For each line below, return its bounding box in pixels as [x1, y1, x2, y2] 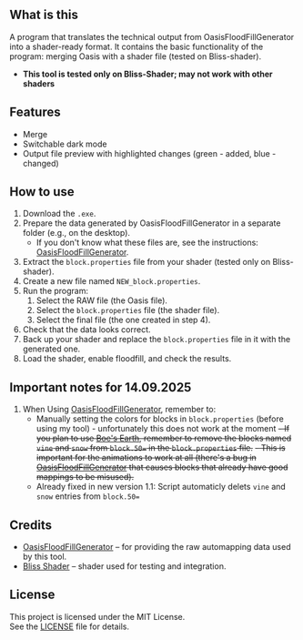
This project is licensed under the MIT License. [9, 611, 186, 622]
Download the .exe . [22, 208, 96, 219]
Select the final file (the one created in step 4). [35, 314, 211, 326]
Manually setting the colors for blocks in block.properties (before [35, 413, 284, 424]
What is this [9, 7, 79, 23]
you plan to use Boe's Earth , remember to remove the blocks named [35, 432, 292, 444]
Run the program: [22, 286, 89, 297]
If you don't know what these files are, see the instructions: [35, 237, 259, 249]
